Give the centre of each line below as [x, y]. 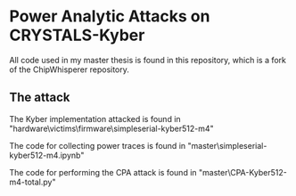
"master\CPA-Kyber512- [243, 172]
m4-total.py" [33, 182]
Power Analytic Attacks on [110, 16]
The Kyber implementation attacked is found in [95, 118]
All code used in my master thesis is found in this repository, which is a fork [148, 60]
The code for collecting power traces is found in [98, 145]
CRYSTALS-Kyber [77, 35]
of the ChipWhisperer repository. [69, 69]
